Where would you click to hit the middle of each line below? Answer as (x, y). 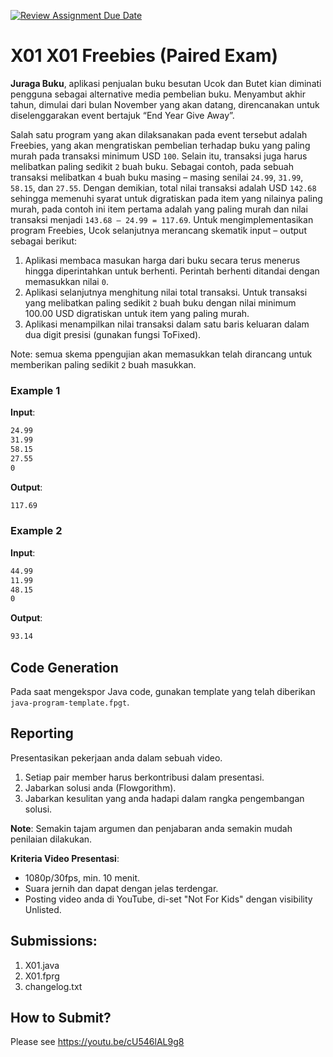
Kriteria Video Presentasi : (65, 858)
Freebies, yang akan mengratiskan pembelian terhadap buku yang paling (160, 145)
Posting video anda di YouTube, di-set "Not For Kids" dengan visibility (168, 899)
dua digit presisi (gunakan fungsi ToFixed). (113, 334)
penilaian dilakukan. (51, 839)
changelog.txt (53, 986)
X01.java (42, 965)
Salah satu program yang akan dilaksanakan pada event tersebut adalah (159, 134)
